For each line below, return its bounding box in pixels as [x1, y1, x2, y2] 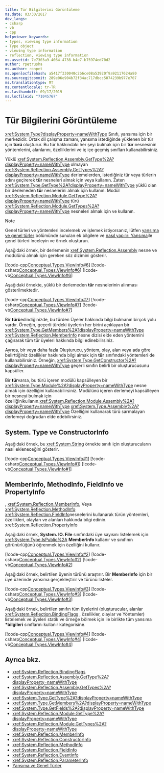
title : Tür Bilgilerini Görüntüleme [5, 7, 80, 12]
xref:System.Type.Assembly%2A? [70, 403, 140, 410]
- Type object [5, 44, 34, 49]
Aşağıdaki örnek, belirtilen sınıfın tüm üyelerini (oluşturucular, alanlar [5, 606, 143, 612]
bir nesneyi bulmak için [5, 393, 52, 399]
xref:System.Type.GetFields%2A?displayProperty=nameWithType [12, 705, 144, 711]
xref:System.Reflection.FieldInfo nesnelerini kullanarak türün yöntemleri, [5, 511, 149, 517]
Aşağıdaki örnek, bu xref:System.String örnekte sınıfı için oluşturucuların [5, 441, 151, 447]
